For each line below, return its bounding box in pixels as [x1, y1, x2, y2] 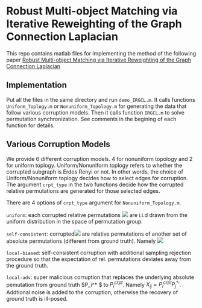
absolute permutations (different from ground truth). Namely [6, 237, 156, 245]
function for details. [6, 122, 55, 129]
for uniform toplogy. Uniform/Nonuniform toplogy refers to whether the [6, 162, 183, 169]
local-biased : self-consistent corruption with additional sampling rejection [6, 249, 191, 256]
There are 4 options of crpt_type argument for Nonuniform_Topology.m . [6, 199, 181, 206]
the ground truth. [6, 262, 49, 269]
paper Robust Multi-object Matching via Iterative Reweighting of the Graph [6, 56, 192, 63]
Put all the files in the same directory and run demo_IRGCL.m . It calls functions [6, 96, 195, 103]
